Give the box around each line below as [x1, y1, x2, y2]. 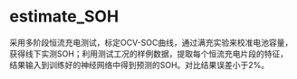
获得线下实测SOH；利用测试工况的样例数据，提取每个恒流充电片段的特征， [9, 48, 289, 59]
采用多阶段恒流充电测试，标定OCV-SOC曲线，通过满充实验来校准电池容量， [9, 37, 293, 48]
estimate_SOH [9, 6, 120, 27]
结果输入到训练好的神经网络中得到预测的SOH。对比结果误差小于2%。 [9, 59, 270, 70]
